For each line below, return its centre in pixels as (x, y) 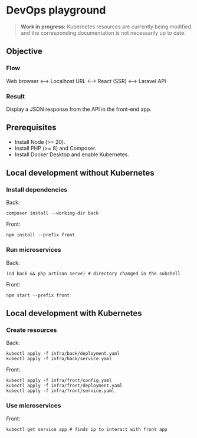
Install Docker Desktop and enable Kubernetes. (72, 154)
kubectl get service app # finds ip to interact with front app (87, 429)
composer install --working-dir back (52, 213)
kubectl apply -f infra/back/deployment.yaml (63, 354)
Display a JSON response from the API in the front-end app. (79, 109)
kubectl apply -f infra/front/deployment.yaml (64, 386)
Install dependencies (37, 190)
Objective (24, 52)
